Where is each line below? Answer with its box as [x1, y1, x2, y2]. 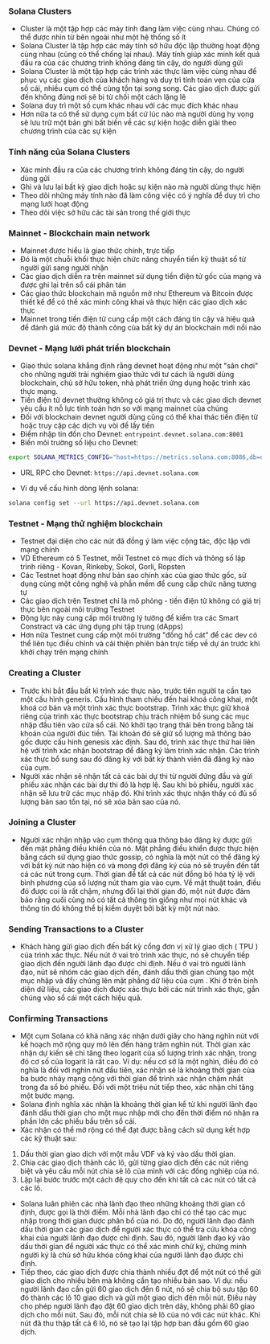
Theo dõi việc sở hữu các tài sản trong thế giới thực [19, 207, 191, 217]
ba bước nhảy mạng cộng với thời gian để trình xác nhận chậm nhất [19, 1074, 243, 1084]
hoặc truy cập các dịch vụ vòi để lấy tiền [19, 420, 155, 431]
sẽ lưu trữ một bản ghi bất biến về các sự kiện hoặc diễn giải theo [19, 118, 237, 128]
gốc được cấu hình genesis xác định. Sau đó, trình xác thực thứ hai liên [19, 737, 256, 747]
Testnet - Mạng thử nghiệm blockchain [8, 518, 163, 529]
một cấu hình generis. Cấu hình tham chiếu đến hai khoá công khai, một [19, 694, 259, 704]
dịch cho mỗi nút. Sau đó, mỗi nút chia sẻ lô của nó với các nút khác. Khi [19, 1310, 261, 1320]
